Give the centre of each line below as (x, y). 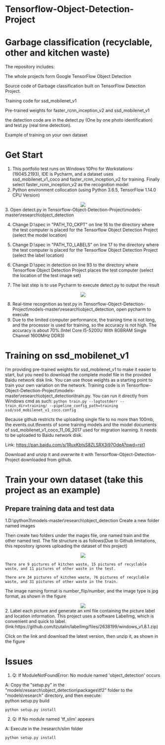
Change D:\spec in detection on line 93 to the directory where (75, 265)
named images (20, 526)
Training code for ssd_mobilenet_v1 (41, 101)
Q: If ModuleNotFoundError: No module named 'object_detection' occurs (86, 675)
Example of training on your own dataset (46, 135)
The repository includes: (30, 67)
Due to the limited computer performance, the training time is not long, (84, 320)
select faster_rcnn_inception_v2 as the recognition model (70, 185)
